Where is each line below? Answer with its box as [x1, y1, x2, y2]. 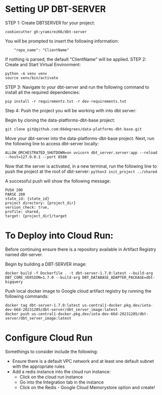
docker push [5, 311, 30, 316]
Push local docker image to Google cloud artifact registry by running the [5, 288, 152, 294]
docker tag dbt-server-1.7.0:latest [5, 303, 80, 307]
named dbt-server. [5, 251, 43, 258]
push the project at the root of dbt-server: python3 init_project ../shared [5, 168, 158, 174]
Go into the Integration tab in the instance [19, 379, 104, 385]
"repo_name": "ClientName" [14, 47, 69, 52]
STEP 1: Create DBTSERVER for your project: [5, 20, 95, 26]
